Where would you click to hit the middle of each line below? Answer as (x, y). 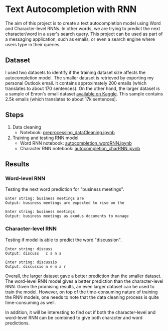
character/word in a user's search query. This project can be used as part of (84, 34)
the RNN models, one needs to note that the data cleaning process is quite (82, 297)
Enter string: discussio (31, 262)
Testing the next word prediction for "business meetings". (65, 189)
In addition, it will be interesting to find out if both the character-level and (80, 312)
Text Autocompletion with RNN (71, 9)
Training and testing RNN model (45, 138)
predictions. (18, 323)
